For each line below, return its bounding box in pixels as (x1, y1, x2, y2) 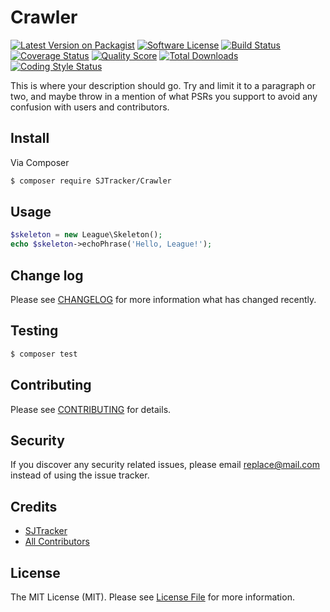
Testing (10, 322, 59, 340)
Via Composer (10, 156, 70, 168)
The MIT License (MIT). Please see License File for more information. (10, 591, 295, 603)
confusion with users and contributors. (10, 101, 170, 113)
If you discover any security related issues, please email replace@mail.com (10, 459, 321, 471)
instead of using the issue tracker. (10, 469, 150, 481)
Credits (10, 498, 58, 515)
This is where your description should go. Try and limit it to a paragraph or (10, 79, 317, 91)
